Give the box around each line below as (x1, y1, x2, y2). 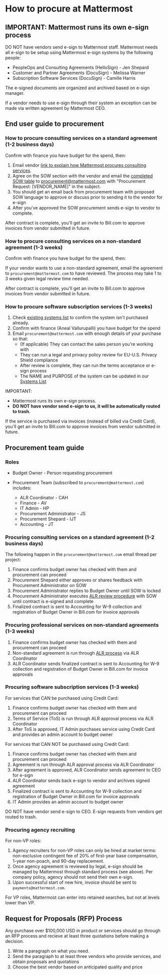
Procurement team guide (5, 443, 84, 452)
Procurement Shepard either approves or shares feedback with (12, 577, 142, 583)
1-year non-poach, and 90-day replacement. (12, 858, 104, 864)
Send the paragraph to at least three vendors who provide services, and (12, 953, 161, 959)
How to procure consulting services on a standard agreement (5, 135, 157, 142)
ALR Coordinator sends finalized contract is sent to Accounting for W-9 (12, 660, 159, 667)
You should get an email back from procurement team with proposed (12, 188, 154, 194)
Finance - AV (19, 500, 47, 506)
